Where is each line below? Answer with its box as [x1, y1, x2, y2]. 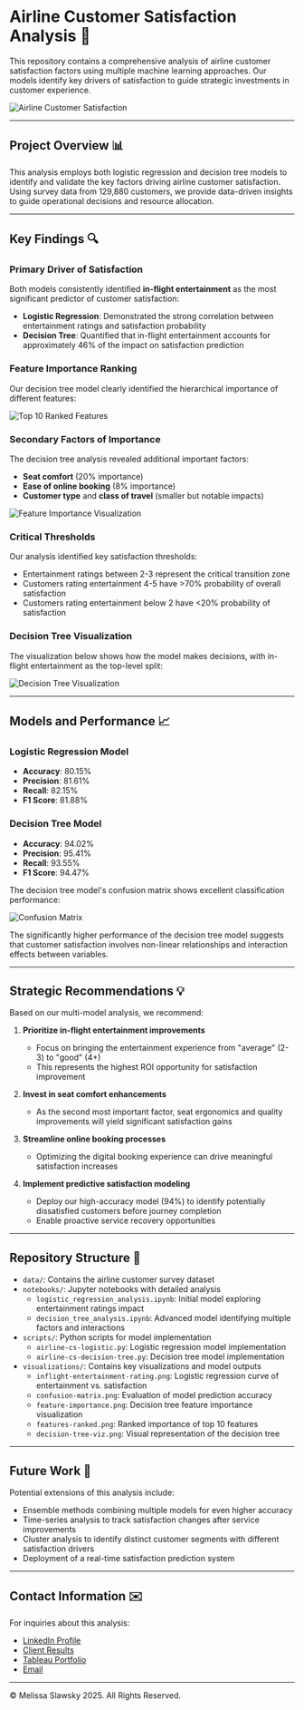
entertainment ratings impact [35, 1303, 145, 1314]
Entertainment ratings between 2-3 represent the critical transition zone [22, 568, 290, 579]
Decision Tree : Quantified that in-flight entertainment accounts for [22, 330, 271, 341]
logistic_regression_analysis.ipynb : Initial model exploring [35, 1294, 261, 1305]
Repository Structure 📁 [9, 1249, 141, 1266]
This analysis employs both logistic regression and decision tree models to [9, 166, 288, 178]
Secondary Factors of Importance [9, 432, 161, 445]
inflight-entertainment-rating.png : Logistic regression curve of [35, 1371, 280, 1382]
